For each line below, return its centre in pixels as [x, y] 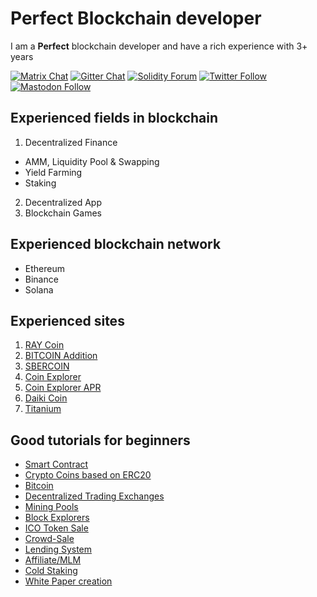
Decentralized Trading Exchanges [94, 496]
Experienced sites [67, 320]
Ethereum [44, 268]
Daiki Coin [46, 398]
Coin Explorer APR [63, 388]
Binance [41, 279]
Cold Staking [51, 571]
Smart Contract [56, 464]
